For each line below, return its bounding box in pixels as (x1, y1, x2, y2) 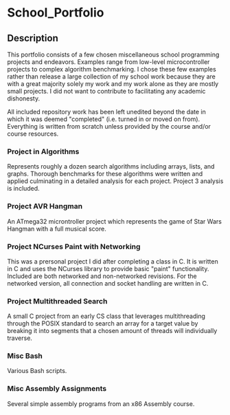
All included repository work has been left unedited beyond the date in (7, 108, 206, 116)
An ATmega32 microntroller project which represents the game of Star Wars (7, 217, 222, 225)
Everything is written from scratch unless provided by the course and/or (7, 123, 211, 130)
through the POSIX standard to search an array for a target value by (7, 319, 198, 328)
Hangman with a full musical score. (7, 224, 106, 233)
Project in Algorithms (7, 147, 80, 156)
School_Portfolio (7, 5, 104, 21)
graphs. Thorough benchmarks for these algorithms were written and (7, 170, 203, 178)
